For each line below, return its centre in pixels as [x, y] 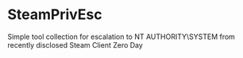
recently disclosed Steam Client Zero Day [75, 44]
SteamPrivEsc [55, 15]
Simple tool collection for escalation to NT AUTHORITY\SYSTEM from [121, 37]
